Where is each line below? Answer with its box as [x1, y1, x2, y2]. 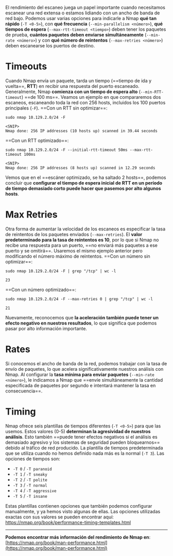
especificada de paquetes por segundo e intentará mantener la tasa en [5, 382, 156, 388]
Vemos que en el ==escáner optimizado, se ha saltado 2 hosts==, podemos [5, 174, 166, 181]
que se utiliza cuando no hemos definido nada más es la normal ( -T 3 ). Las [5, 450, 165, 456]
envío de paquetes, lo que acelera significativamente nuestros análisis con [5, 366, 164, 372]
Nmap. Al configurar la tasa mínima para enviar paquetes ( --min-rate [5, 371, 154, 378]
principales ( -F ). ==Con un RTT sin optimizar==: [5, 105, 108, 111]
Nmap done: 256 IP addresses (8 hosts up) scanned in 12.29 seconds [5, 165, 155, 170]
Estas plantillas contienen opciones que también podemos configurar [5, 503, 152, 509]
